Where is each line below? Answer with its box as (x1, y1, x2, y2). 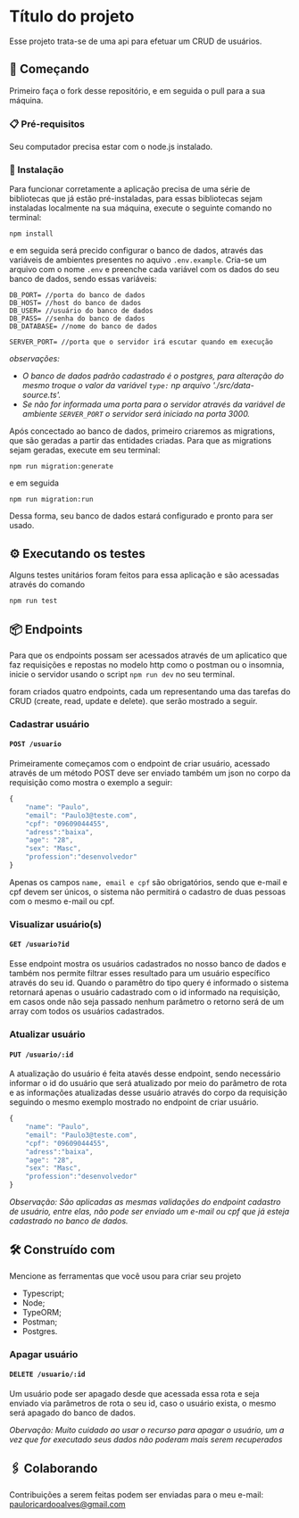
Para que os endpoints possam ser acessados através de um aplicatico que (9, 650, 287, 660)
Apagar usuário (9, 1348, 79, 1360)
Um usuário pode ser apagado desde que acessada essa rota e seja (9, 1389, 261, 1399)
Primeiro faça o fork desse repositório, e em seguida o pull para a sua (9, 85, 266, 95)
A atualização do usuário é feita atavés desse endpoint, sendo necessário (9, 1068, 281, 1079)
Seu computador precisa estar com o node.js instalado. (9, 141, 213, 153)
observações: (9, 353, 60, 364)
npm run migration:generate (9, 462, 114, 471)
